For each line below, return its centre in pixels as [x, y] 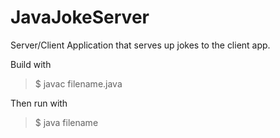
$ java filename [66, 122]
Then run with [39, 103]
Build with [31, 64]
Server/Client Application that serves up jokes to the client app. [140, 45]
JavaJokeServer [80, 17]
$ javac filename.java [78, 83]
